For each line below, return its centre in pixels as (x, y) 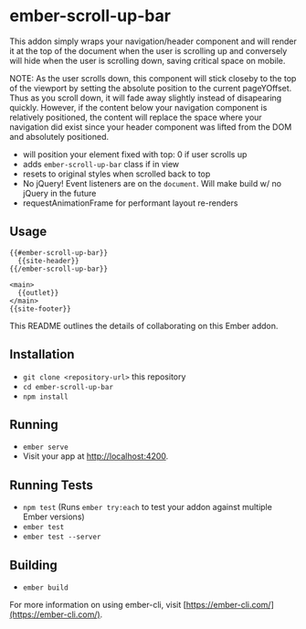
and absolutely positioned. (59, 136)
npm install (45, 397)
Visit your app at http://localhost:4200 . (95, 456)
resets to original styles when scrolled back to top (116, 174)
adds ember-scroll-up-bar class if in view (101, 164)
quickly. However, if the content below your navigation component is (138, 107)
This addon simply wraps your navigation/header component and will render (153, 41)
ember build (45, 588)
